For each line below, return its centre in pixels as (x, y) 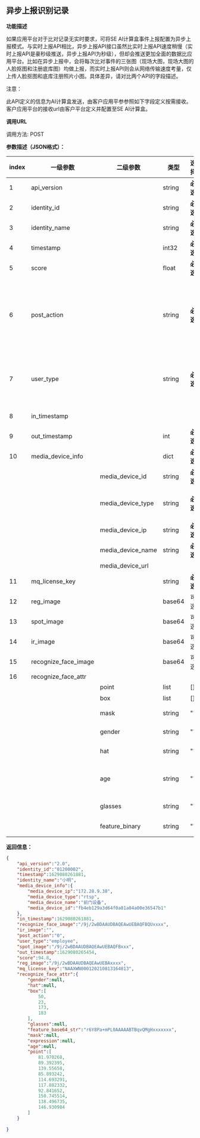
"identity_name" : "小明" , (47, 880)
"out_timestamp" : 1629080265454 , (57, 952)
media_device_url (124, 566)
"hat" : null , (43, 985)
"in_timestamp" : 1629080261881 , (56, 919)
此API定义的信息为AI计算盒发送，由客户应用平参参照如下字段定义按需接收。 (99, 101)
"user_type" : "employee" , (48, 941)
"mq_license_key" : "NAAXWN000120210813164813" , (76, 969)
